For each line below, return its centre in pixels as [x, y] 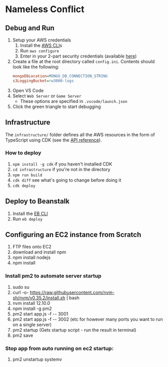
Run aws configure [40, 51]
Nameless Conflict [45, 9]
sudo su [21, 287]
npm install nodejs [32, 257]
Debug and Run [30, 28]
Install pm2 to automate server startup [53, 276]
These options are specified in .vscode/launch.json [74, 101]
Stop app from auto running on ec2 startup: [60, 348]
